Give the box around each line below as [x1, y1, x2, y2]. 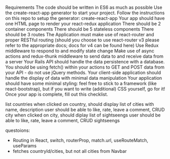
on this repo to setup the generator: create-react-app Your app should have [5, 15, 165, 21]
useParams [12, 143, 37, 149]
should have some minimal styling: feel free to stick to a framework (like [5, 80, 157, 86]
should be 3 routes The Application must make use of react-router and [5, 32, 155, 37]
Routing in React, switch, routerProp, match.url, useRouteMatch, [12, 138, 148, 143]
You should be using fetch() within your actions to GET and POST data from [5, 64, 165, 70]
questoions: [5, 127, 30, 133]
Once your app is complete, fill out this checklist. [5, 92, 109, 97]
